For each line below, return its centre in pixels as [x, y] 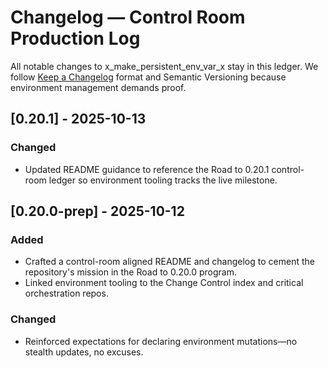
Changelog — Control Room [128, 17]
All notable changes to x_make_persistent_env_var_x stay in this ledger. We [164, 66]
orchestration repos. [66, 293]
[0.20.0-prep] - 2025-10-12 [97, 211]
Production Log [75, 38]
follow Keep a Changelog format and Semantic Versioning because [148, 77]
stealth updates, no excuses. [84, 352]
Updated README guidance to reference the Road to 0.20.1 [147, 169]
